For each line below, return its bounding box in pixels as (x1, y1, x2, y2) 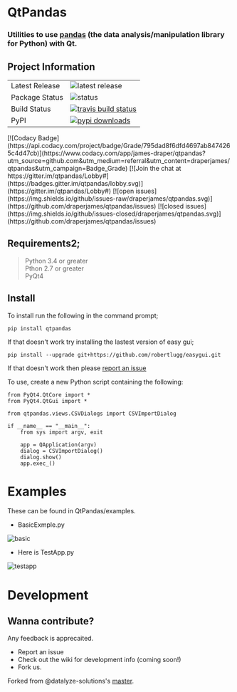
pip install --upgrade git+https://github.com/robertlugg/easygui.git (7, 351, 221, 358)
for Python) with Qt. (7, 38, 78, 48)
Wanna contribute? (7, 615, 95, 627)
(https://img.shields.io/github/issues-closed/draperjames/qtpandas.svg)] (7, 209, 222, 218)
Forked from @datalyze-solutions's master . (7, 677, 134, 686)
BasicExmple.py (17, 520, 65, 529)
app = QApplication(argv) (20, 441, 98, 449)
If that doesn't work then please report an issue (7, 364, 147, 372)
